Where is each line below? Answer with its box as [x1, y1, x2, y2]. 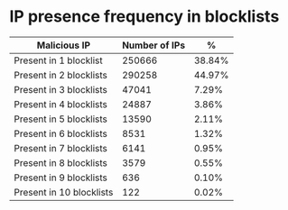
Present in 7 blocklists [14, 142, 108, 154]
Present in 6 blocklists [14, 127, 108, 140]
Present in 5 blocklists [14, 113, 108, 125]
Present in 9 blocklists [14, 171, 108, 184]
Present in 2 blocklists [14, 68, 108, 81]
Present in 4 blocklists [14, 97, 108, 110]
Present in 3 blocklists [14, 83, 108, 96]
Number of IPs [121, 39, 186, 51]
